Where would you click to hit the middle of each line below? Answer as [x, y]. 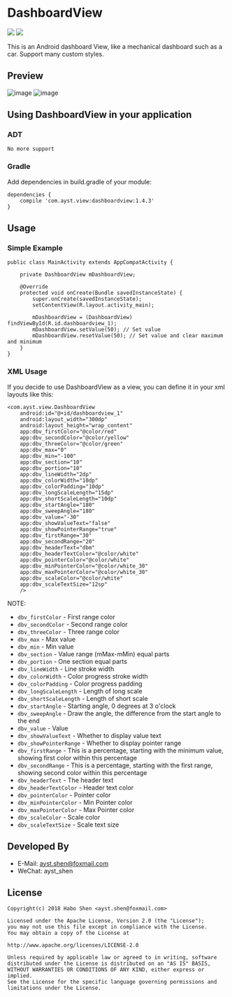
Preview [26, 76]
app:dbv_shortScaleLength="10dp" [68, 498]
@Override [34, 287]
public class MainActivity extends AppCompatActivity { [90, 263]
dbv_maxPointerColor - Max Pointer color [76, 810]
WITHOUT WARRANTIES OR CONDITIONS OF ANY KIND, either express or [106, 970]
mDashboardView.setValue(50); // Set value [96, 330]
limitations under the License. [54, 988]
